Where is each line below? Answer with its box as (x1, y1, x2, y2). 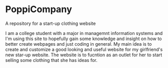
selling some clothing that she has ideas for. (5, 57, 98, 63)
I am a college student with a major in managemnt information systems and (5, 30, 163, 36)
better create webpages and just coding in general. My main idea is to (5, 41, 152, 47)
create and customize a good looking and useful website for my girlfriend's (5, 46, 163, 52)
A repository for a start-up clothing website (5, 20, 96, 26)
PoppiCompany (5, 4, 72, 15)
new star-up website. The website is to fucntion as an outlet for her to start (5, 52, 162, 58)
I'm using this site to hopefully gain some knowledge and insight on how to (5, 36, 162, 42)
